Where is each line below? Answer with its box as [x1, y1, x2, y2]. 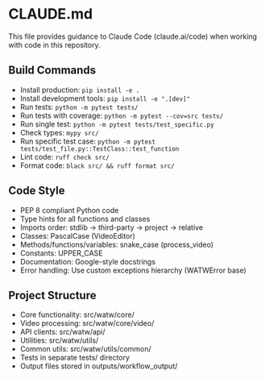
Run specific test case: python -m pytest [19, 136, 155, 146]
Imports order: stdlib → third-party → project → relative [19, 223, 204, 232]
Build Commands [8, 64, 97, 77]
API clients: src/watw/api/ [19, 327, 106, 337]
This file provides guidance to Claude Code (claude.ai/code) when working [8, 31, 258, 41]
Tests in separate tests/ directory [19, 352, 130, 363]
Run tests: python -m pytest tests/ [19, 102, 139, 111]
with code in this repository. [8, 40, 101, 49]
